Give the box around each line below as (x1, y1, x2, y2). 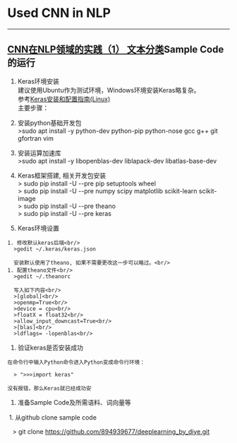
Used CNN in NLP (7, 5, 111, 21)
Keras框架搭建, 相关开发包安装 (17, 171, 107, 180)
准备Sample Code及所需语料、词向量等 (17, 398, 132, 406)
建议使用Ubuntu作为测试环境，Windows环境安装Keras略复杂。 (17, 86, 200, 94)
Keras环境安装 (17, 76, 60, 86)
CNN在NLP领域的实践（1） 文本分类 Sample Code (7, 44, 224, 56)
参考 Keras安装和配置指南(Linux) (17, 94, 111, 103)
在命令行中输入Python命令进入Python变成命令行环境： (7, 359, 145, 366)
